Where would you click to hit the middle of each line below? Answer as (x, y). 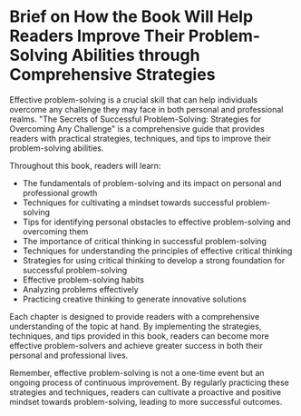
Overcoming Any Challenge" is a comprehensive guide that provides (137, 128)
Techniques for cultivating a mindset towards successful (128, 203)
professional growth (60, 193)
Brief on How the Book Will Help (131, 17)
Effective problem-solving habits (83, 280)
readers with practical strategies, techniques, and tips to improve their (141, 138)
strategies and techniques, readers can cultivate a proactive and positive (146, 391)
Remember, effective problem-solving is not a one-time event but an (137, 372)
